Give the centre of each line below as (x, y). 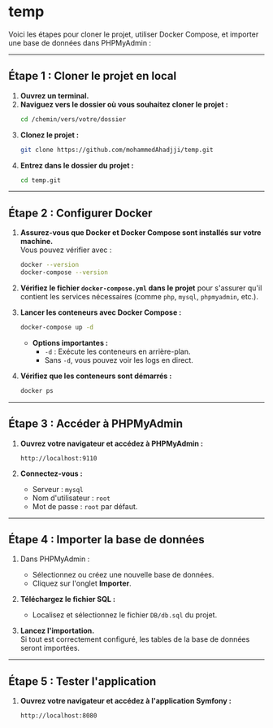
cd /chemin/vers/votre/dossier (73, 119)
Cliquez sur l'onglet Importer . (82, 583)
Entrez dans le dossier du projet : (77, 165)
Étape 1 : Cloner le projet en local (93, 76)
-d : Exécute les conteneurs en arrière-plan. (117, 351)
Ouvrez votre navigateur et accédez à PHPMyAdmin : (112, 443)
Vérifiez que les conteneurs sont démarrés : (96, 376)
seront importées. (50, 648)
